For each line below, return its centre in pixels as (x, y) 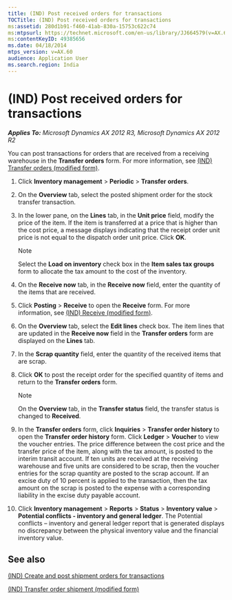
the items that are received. (56, 292)
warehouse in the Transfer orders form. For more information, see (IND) (110, 161)
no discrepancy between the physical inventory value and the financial (118, 530)
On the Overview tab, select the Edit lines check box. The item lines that (121, 326)
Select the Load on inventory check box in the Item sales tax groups (116, 264)
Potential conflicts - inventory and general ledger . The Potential (110, 516)
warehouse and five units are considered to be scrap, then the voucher (118, 466)
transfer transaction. (47, 202)
